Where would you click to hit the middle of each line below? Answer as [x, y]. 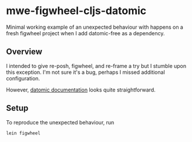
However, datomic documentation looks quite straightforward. [81, 90]
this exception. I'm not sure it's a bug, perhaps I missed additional [86, 72]
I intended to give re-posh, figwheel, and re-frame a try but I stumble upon [96, 66]
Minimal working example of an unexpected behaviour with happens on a [95, 27]
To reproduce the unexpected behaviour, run [60, 122]
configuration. [23, 78]
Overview [24, 52]
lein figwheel [23, 133]
